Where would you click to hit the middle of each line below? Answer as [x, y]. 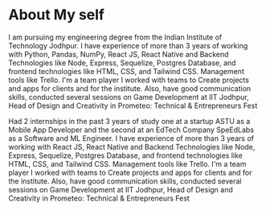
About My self [56, 15]
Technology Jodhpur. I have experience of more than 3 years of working [128, 45]
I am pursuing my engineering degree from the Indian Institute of [115, 37]
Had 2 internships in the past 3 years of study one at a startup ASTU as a [129, 121]
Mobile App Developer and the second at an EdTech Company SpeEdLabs [131, 130]
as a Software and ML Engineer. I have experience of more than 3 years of [131, 138]
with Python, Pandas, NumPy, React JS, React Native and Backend [119, 54]
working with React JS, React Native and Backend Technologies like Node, [132, 147]
